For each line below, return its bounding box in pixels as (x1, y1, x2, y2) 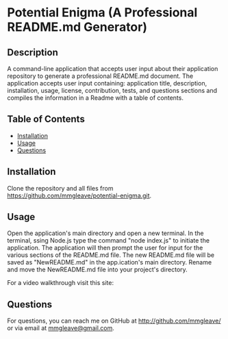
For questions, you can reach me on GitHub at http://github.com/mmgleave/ (7, 316, 221, 325)
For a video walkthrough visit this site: (7, 279, 114, 287)
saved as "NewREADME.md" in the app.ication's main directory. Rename (7, 258, 212, 267)
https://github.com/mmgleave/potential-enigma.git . (7, 191, 152, 200)
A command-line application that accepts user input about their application (7, 65, 218, 72)
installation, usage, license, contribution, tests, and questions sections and (7, 87, 218, 94)
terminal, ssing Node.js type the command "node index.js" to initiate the (7, 236, 210, 245)
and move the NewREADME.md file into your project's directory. (7, 265, 188, 274)
